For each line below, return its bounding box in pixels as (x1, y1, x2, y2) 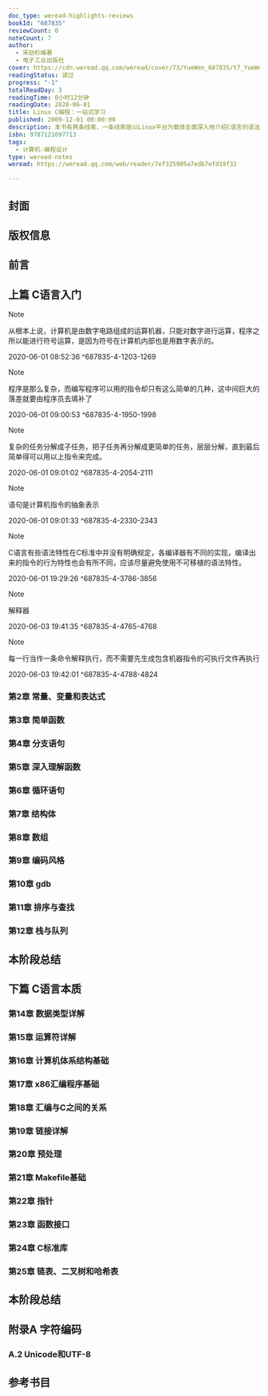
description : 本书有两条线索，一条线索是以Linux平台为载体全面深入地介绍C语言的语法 (8, 123, 261, 131)
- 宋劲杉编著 (15, 49, 53, 57)
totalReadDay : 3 (8, 86, 62, 94)
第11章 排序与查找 (8, 902, 75, 913)
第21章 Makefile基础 (8, 1172, 86, 1183)
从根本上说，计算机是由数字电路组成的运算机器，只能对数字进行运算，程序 (8, 326, 253, 336)
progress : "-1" (8, 78, 59, 86)
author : (8, 42, 34, 50)
